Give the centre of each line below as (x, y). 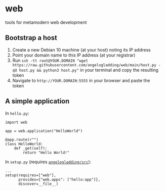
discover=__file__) (38, 184)
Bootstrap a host (31, 38)
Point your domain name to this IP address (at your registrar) (74, 55)
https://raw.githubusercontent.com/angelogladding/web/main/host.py (84, 65)
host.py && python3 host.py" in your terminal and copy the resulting (89, 70)
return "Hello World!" (46, 152)
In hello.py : (17, 113)
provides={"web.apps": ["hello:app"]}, (59, 179)
